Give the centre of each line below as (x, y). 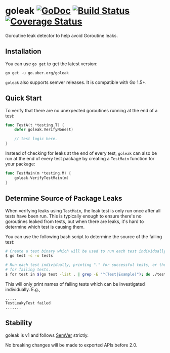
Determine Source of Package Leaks (64, 198)
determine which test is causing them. (45, 227)
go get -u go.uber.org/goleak (37, 73)
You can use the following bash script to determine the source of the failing (84, 236)
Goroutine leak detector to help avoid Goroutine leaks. (61, 35)
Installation (23, 51)
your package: (20, 164)
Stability (19, 323)
